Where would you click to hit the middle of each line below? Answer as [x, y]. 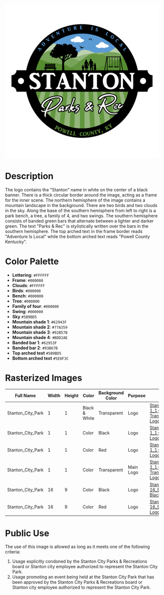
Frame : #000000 [28, 280]
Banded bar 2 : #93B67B [35, 348]
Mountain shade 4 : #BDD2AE [40, 337]
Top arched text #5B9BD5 [37, 353]
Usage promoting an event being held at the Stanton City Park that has [83, 577]
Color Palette [32, 262]
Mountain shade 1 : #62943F [39, 321]
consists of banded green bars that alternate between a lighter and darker [79, 221]
